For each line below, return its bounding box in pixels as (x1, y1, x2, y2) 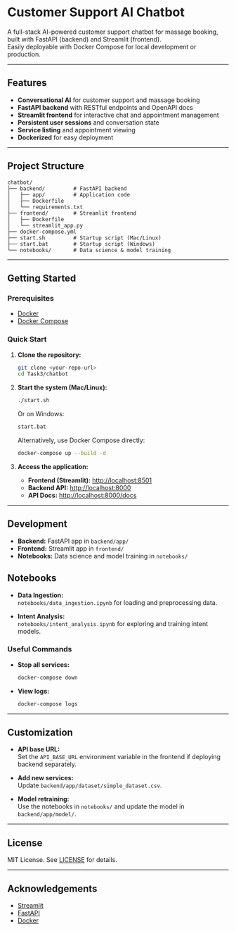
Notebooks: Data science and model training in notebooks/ (17, 551, 188, 560)
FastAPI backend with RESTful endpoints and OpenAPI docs (17, 103, 193, 111)
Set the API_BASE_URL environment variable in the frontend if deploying (17, 753, 221, 761)
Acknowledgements (7, 882, 98, 894)
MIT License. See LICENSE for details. (7, 856, 117, 864)
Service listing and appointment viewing (17, 125, 136, 134)
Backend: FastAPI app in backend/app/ (17, 537, 129, 545)
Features (7, 77, 47, 89)
